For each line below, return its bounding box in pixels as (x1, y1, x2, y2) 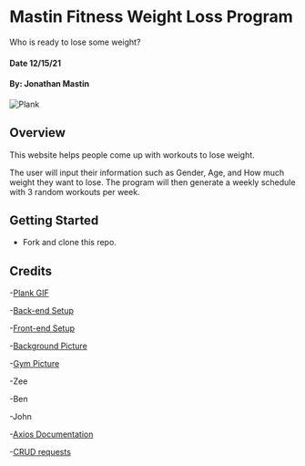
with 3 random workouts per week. (9, 186, 140, 197)
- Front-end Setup (9, 323, 76, 334)
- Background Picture (9, 340, 88, 352)
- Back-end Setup (9, 305, 75, 316)
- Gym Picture (9, 358, 60, 369)
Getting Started (9, 212, 99, 228)
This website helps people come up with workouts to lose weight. (9, 149, 255, 161)
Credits (9, 263, 53, 279)
